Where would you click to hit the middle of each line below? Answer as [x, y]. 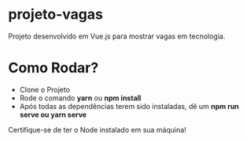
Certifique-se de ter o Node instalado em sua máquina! [97, 129]
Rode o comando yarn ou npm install [80, 98]
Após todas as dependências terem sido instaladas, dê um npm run [129, 106]
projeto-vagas [56, 15]
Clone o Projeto [45, 89]
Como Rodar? [53, 68]
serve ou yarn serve [53, 115]
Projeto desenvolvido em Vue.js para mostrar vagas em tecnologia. [117, 36]
